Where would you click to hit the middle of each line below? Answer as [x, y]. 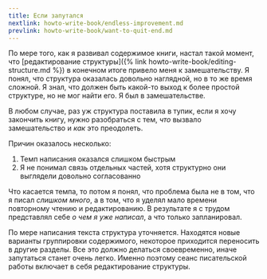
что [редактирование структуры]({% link [78, 62]
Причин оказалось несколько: [60, 144]
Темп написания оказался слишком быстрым [98, 159]
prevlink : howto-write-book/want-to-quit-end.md [90, 30]
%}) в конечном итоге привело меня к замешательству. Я [151, 70]
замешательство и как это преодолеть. [76, 128]
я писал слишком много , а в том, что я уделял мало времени [113, 200]
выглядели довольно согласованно [80, 176]
